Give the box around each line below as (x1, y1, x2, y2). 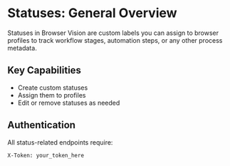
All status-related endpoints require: (7, 138, 113, 147)
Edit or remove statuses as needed (17, 98, 120, 107)
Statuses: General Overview (7, 5, 177, 21)
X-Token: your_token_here (7, 152, 84, 159)
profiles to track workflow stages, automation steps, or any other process (7, 36, 223, 44)
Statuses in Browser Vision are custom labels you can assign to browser (7, 28, 219, 37)
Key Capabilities (7, 64, 82, 76)
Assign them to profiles (17, 90, 86, 99)
